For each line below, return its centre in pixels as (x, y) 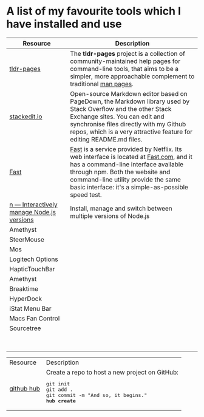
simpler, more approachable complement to (132, 76)
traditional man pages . (101, 84)
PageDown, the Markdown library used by (130, 101)
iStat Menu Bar (30, 308)
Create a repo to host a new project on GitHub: (112, 372)
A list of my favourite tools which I (93, 11)
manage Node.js (33, 212)
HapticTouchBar (32, 269)
